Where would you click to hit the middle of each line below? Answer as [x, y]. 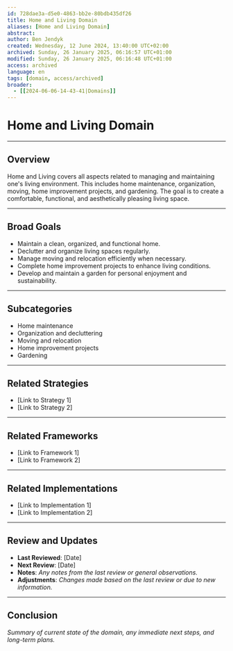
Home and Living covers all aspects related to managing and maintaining [111, 176]
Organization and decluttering [60, 333]
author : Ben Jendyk [35, 40]
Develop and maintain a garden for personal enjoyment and [102, 273]
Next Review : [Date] [46, 565]
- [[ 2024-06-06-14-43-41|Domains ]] [65, 91]
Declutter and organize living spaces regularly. [84, 251]
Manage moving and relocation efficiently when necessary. [102, 258]
